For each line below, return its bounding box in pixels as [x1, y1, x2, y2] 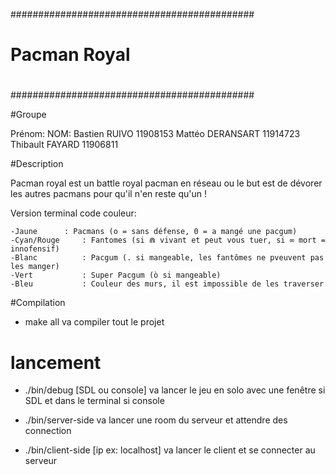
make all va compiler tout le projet [24, 316, 165, 328]
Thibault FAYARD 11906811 [10, 139, 119, 151]
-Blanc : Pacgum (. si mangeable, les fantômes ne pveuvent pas [10, 253, 325, 263]
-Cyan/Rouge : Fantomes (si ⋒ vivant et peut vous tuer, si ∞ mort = [10, 235, 326, 246]
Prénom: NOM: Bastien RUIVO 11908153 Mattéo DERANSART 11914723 [10, 128, 301, 140]
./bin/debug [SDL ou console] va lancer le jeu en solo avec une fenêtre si [24, 384, 326, 396]
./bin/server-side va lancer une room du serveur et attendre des [24, 414, 288, 426]
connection [24, 425, 72, 437]
